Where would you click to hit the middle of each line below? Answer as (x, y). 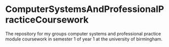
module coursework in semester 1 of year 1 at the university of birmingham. (84, 39)
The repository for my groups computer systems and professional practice (83, 33)
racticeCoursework (47, 20)
